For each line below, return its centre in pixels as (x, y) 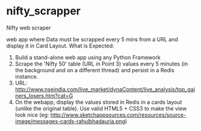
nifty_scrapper (43, 11)
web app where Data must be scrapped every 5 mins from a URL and (92, 39)
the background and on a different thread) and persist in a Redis (95, 70)
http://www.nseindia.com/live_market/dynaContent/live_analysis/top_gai (105, 89)
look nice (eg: (32, 115)
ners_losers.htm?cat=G (44, 96)
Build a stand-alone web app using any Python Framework (88, 57)
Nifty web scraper (29, 28)
